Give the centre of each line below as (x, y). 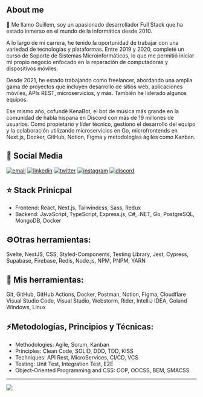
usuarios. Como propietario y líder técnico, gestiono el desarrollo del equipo (101, 124)
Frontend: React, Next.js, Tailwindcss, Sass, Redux (78, 208)
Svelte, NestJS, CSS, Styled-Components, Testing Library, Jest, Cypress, (98, 254)
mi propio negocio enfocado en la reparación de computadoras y (87, 62)
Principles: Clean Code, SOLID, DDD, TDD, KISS (74, 351)
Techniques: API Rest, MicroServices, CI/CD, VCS (77, 357)
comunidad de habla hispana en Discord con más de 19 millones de (90, 117)
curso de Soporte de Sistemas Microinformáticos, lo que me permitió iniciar (100, 55)
